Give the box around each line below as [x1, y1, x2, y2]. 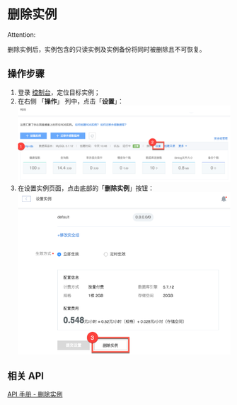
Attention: [7, 30, 36, 39]
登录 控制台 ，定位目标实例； [17, 88, 100, 96]
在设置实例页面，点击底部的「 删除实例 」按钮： [17, 184, 154, 192]
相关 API [7, 370, 45, 382]
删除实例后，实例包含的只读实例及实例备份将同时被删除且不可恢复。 [7, 45, 206, 53]
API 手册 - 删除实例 [7, 390, 63, 399]
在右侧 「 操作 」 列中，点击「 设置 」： [17, 96, 124, 105]
